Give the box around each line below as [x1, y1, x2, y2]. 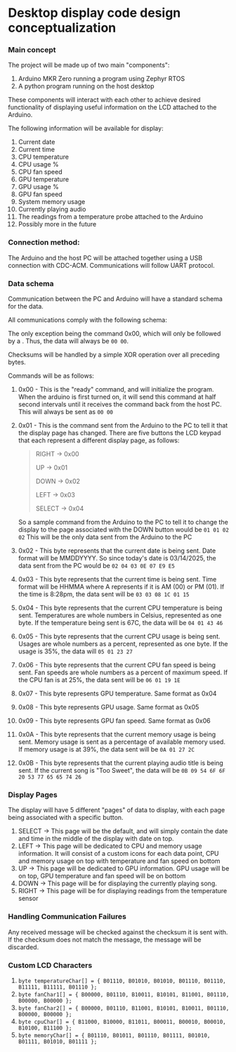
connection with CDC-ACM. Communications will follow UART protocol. [8, 261, 215, 269]
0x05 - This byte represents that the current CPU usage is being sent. [18, 632, 221, 641]
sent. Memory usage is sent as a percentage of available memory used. [18, 738, 225, 746]
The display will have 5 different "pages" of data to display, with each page [8, 806, 225, 814]
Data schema [8, 278, 54, 288]
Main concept [8, 45, 56, 55]
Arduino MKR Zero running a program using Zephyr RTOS [18, 75, 185, 83]
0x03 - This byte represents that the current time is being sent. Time [18, 575, 217, 584]
